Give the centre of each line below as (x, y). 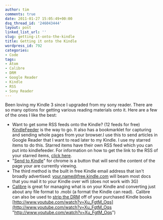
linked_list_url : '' (26, 32)
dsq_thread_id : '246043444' (33, 23)
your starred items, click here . (42, 156)
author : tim (17, 9)
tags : (10, 59)
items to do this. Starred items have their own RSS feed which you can (82, 145)
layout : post (18, 28)
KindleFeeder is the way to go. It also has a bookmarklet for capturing (82, 130)
